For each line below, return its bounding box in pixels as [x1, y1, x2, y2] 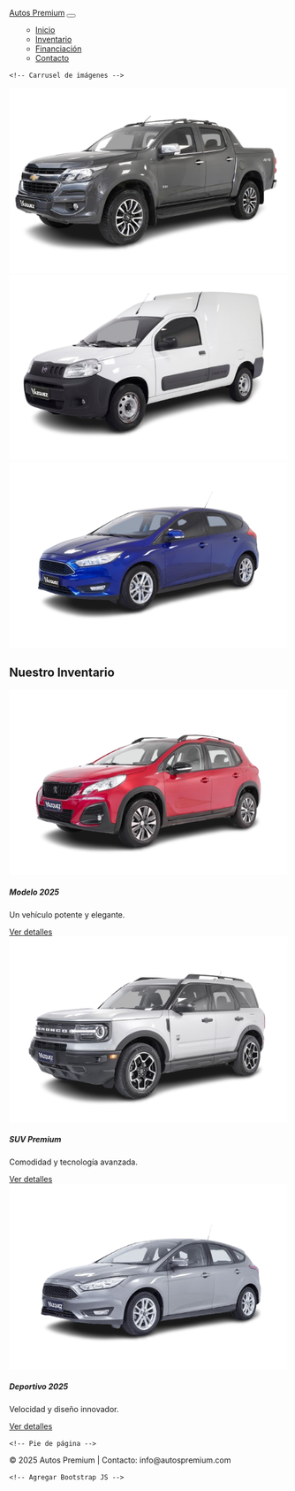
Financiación [34, 43, 82, 54]
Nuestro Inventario [9, 665, 115, 680]
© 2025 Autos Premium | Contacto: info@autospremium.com [9, 1455, 231, 1465]
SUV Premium [9, 1134, 62, 1145]
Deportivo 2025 [9, 1381, 69, 1392]
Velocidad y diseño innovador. [9, 1403, 119, 1414]
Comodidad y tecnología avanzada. [9, 1157, 139, 1167]
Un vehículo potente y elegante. [9, 909, 125, 919]
